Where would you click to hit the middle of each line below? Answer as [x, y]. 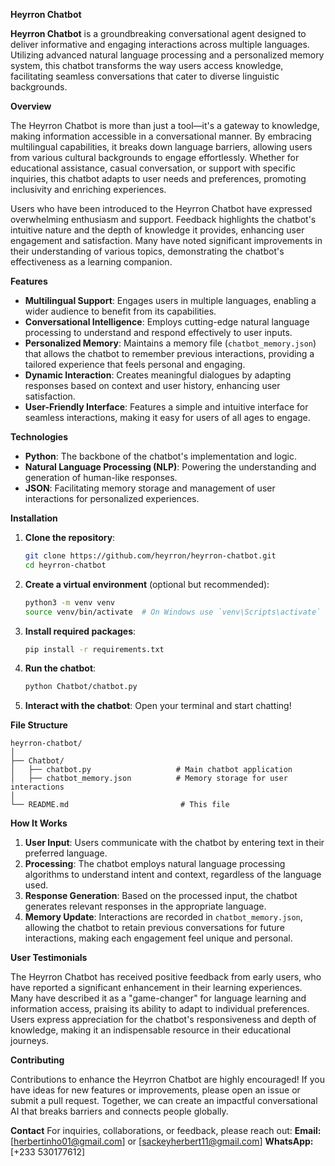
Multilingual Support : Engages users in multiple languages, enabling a [170, 300]
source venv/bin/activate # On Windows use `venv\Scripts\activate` [173, 612]
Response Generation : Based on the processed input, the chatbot [161, 896]
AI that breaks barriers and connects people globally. [119, 1111]
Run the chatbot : [60, 668]
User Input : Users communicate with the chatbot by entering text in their [174, 843]
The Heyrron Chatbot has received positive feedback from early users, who [166, 977]
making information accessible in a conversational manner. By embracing [161, 136]
